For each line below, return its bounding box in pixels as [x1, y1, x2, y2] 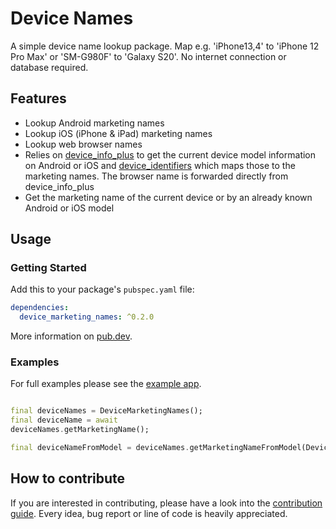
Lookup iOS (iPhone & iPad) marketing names [24, 127, 213, 139]
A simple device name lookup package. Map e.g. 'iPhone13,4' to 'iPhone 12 [10, 40, 320, 52]
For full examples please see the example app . [10, 378, 202, 390]
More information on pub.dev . [10, 330, 133, 342]
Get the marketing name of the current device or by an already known [24, 191, 313, 203]
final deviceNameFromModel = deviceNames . [10, 443, 190, 453]
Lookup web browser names [24, 138, 143, 150]
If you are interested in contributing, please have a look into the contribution [10, 497, 323, 509]
